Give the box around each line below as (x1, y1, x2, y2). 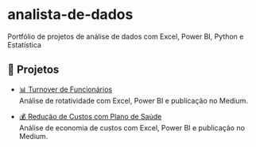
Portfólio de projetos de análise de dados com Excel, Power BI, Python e (7, 32, 244, 41)
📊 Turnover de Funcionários (18, 85, 113, 94)
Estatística (7, 40, 41, 49)
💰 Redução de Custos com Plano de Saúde (18, 111, 162, 121)
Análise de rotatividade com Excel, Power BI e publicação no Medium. (18, 96, 248, 105)
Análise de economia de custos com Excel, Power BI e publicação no (18, 122, 246, 132)
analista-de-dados (7, 6, 134, 24)
